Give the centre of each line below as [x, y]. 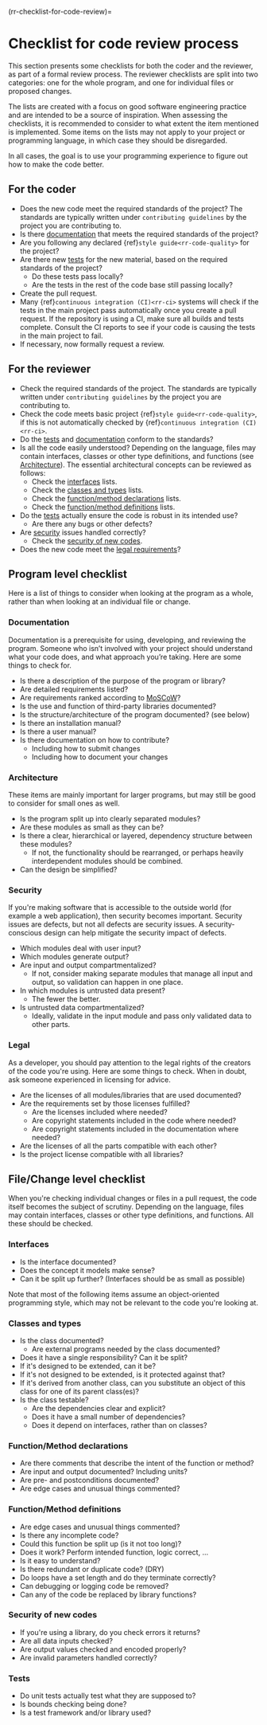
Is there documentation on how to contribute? [94, 739]
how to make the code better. [56, 164]
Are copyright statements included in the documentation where [135, 1129]
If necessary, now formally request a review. [92, 344]
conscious [25, 933]
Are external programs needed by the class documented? [126, 1349]
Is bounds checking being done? [73, 1704]
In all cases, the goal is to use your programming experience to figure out [128, 155]
